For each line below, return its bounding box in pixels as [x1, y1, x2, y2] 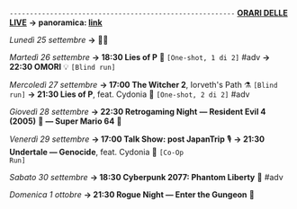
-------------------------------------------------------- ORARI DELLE [9, 8, 288, 18]
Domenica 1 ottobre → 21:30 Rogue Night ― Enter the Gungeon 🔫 [9, 189, 255, 200]
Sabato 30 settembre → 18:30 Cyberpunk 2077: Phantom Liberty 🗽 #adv [9, 172, 283, 182]
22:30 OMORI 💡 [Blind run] [9, 62, 116, 72]
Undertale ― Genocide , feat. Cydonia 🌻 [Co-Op [9, 147, 184, 157]
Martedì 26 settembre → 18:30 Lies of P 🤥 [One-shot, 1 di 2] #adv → [9, 52, 271, 62]
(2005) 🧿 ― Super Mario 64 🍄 [9, 116, 122, 126]
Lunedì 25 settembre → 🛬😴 [9, 35, 109, 45]
